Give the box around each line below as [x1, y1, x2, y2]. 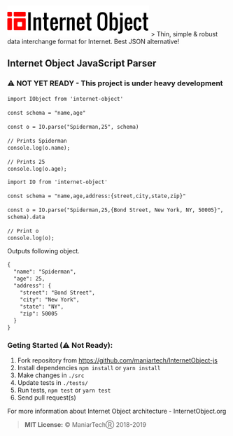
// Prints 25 [7, 158, 45, 165]
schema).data [7, 213, 45, 220]
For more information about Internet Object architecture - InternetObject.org [7, 407, 227, 415]
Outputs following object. [7, 246, 80, 255]
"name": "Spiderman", [13, 268, 77, 275]
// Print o [7, 227, 39, 234]
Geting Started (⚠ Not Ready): [7, 340, 113, 350]
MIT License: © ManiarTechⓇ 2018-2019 [24, 420, 147, 428]
